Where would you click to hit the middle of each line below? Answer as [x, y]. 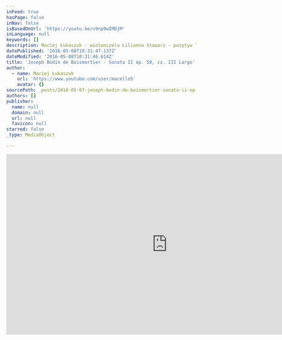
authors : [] [21, 96]
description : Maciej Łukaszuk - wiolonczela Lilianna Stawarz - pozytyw [99, 46]
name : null [25, 107]
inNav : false [23, 23]
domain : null [28, 113]
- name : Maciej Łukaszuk [43, 73]
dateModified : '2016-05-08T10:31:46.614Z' [60, 57]
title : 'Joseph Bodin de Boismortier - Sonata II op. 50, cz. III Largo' [101, 62]
